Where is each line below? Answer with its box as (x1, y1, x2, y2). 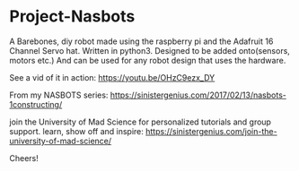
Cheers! (9, 152, 39, 163)
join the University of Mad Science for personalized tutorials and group (9, 116, 272, 127)
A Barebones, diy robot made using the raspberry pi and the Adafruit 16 (9, 36, 274, 47)
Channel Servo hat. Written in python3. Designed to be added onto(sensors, (9, 45, 290, 56)
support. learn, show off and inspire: (9, 125, 144, 136)
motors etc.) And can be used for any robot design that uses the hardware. (9, 55, 286, 65)
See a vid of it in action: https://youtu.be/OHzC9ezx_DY (9, 72, 215, 82)
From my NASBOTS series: (9, 90, 109, 100)
